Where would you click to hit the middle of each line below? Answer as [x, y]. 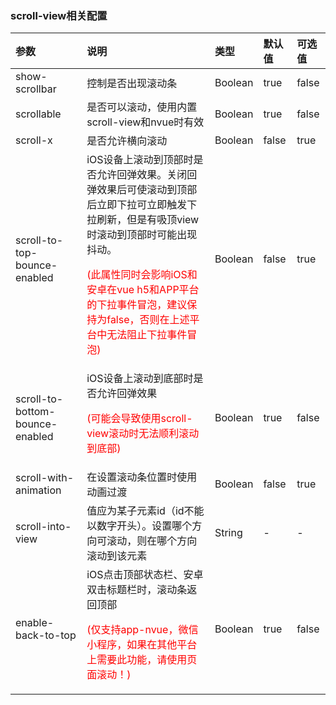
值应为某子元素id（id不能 [145, 511]
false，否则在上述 [148, 320]
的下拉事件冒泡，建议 [137, 305]
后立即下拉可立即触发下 [142, 205]
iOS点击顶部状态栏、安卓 [145, 575]
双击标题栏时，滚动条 [137, 590]
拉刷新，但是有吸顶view [143, 220]
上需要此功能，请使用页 [142, 660]
